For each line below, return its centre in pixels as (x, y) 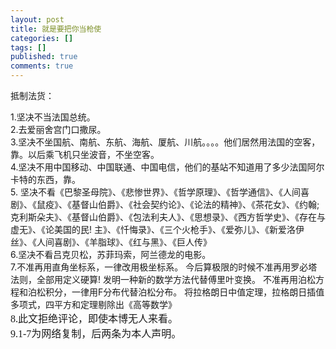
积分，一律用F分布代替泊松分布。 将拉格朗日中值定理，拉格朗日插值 (184, 292)
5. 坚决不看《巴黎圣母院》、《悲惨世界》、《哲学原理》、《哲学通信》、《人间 (155, 192)
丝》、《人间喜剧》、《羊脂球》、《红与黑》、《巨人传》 (111, 242)
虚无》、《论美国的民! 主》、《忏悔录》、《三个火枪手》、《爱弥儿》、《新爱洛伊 (157, 229)
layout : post (37, 19)
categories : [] (42, 38)
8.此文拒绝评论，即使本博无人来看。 (94, 319)
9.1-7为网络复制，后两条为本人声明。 (96, 334)
